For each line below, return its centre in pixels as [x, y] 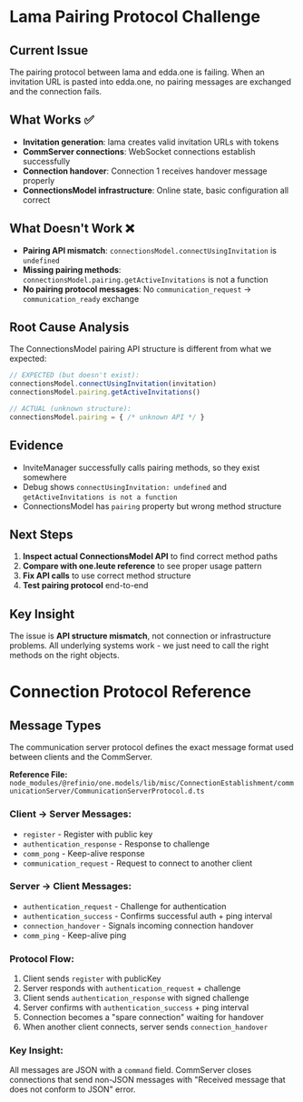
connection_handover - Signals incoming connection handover [138, 926]
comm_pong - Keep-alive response [83, 853]
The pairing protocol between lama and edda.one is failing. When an [137, 72]
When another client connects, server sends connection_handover [145, 1027]
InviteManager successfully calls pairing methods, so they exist [141, 467]
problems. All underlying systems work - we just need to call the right [139, 646]
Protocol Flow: [42, 958]
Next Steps [41, 535]
